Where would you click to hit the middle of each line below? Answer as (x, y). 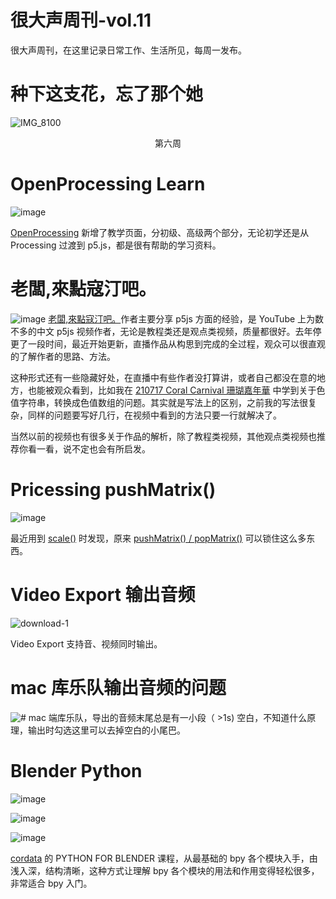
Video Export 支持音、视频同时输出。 (86, 643)
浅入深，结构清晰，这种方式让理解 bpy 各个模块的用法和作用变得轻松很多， (165, 870)
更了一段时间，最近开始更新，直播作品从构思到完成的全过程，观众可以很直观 (168, 343)
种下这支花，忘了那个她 (107, 94)
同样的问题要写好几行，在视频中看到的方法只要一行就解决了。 (154, 415)
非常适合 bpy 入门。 (51, 883)
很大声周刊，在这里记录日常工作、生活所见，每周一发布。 (128, 50)
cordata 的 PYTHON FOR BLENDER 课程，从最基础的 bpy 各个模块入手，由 (164, 858)
